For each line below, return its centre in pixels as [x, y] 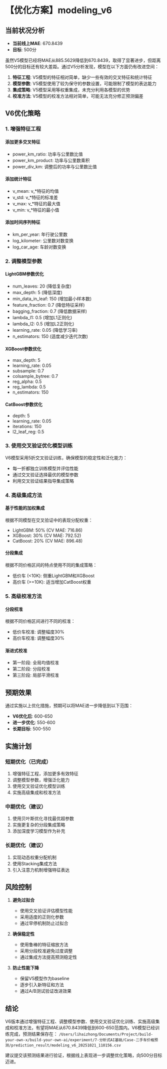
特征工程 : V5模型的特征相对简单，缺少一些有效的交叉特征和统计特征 [82, 77]
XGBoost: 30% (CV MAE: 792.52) [47, 536]
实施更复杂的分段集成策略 [39, 825]
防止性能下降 [25, 968]
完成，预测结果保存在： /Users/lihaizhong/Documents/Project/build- [81, 1034]
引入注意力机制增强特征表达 [41, 870]
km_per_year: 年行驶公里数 [40, 234]
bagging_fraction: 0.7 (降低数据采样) [50, 311]
